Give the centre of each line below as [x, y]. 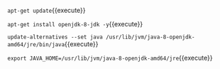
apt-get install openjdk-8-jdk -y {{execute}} [75, 24]
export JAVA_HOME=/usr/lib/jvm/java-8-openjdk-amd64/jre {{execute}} [110, 58]
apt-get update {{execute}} [47, 10]
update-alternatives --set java [55, 37]
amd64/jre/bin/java [36, 45]
